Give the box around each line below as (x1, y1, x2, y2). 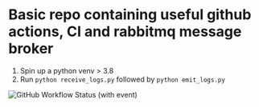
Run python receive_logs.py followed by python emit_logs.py (19, 74, 225, 84)
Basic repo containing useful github (8, 6, 252, 24)
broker (8, 40, 54, 57)
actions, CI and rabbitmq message (8, 22, 242, 41)
